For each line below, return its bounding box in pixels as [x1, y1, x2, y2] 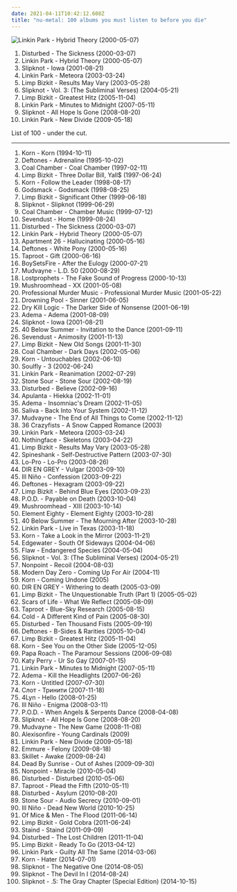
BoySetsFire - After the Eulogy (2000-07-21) [21, 259, 148, 267]
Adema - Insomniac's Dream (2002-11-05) [21, 399, 143, 407]
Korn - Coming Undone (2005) [21, 576, 109, 584]
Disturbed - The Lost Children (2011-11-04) [21, 832, 144, 841]
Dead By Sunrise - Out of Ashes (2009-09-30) [21, 759, 155, 767]
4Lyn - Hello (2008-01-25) [21, 693, 97, 702]
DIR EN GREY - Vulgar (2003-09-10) [21, 465, 125, 473]
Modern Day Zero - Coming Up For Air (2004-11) [21, 568, 160, 576]
